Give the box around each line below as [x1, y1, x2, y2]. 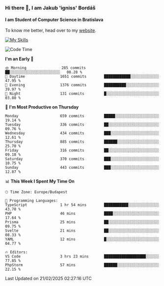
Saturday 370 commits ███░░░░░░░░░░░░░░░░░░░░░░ [5, 156, 160, 161]
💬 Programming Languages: [5, 198, 58, 203]
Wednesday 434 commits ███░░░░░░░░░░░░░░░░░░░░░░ [5, 131, 160, 136]
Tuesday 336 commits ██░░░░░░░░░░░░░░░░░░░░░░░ [5, 122, 160, 127]
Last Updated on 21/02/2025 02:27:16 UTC [5, 276, 92, 282]
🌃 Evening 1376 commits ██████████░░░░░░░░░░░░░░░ [5, 83, 160, 88]
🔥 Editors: [5, 250, 28, 255]
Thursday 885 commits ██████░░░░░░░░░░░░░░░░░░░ [5, 139, 160, 144]
